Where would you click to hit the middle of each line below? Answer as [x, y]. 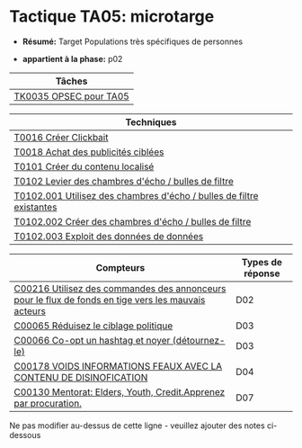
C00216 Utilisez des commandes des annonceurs [120, 288]
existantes [36, 207]
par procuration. [48, 403]
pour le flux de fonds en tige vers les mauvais [110, 300]
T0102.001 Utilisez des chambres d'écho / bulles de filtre [136, 195]
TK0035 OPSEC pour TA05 [72, 96]
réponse [262, 273]
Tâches [71, 81]
